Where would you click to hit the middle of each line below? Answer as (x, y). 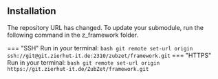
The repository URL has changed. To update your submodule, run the (106, 27)
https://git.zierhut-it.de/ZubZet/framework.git (78, 69)
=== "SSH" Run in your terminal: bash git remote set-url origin (100, 48)
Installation (32, 11)
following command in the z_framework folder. (73, 35)
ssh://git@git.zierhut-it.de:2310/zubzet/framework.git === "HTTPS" (109, 55)
